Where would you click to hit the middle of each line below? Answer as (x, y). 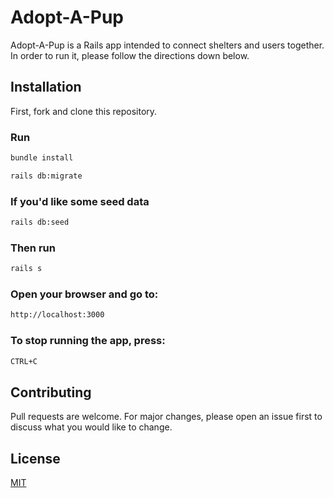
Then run (33, 248)
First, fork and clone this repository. (84, 111)
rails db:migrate (46, 176)
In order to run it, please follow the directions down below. (130, 55)
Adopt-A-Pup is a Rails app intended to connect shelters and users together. (167, 45)
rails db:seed (40, 222)
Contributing (51, 392)
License (35, 458)
